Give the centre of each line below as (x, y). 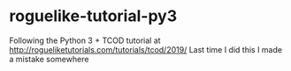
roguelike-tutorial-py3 (93, 16)
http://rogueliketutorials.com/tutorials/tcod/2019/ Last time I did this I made (146, 49)
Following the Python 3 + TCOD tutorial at (85, 40)
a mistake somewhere (49, 59)
